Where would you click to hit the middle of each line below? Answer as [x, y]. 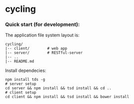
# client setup [21, 93]
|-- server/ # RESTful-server [44, 53]
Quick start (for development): [43, 25]
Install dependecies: [26, 70]
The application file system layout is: [42, 35]
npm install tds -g [25, 80]
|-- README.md [20, 62]
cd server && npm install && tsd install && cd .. [58, 88]
